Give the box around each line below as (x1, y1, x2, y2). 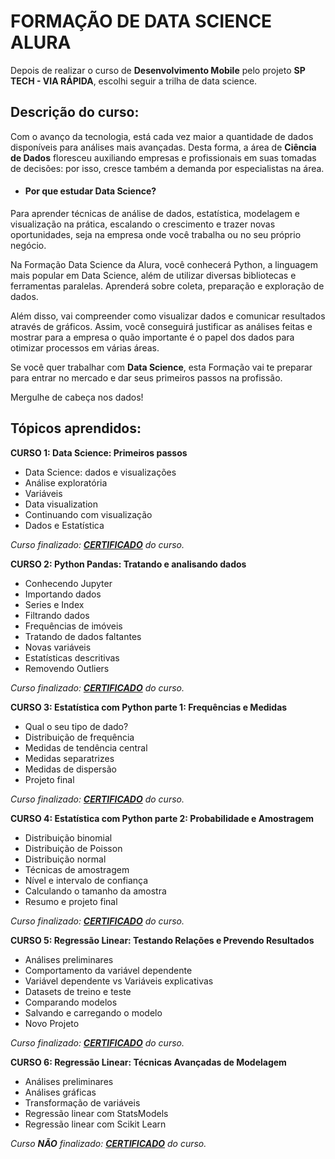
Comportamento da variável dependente (24, 964, 193, 976)
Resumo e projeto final (24, 895, 118, 907)
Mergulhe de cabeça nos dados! (10, 391, 144, 403)
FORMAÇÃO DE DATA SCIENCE (10, 10, 273, 33)
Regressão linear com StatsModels (24, 1107, 169, 1119)
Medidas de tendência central (24, 741, 148, 754)
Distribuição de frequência (24, 731, 135, 743)
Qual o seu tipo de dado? (24, 720, 129, 732)
